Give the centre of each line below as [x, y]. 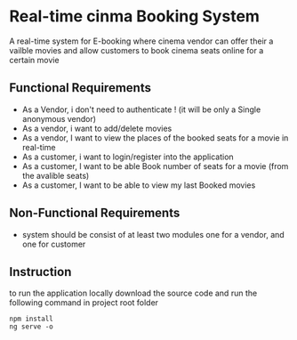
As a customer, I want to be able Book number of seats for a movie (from [155, 166]
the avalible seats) [56, 175]
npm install [31, 319]
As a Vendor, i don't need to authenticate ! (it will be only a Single [141, 109]
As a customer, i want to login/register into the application [128, 157]
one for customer [54, 244]
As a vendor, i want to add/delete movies [97, 128]
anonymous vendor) [59, 118]
